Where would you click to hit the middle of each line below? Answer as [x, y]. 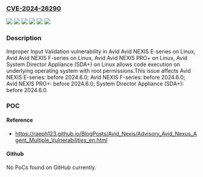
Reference [20, 120]
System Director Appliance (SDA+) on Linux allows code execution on [93, 64]
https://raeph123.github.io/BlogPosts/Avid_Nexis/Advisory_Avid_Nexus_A [106, 133]
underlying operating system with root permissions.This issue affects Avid [98, 70]
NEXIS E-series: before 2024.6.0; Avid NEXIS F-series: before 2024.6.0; [96, 77]
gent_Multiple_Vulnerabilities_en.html [61, 140]
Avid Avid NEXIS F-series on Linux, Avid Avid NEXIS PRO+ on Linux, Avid [97, 58]
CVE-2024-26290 [34, 8]
